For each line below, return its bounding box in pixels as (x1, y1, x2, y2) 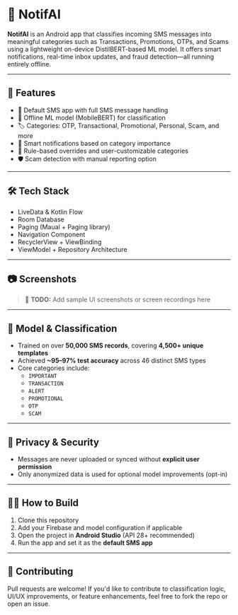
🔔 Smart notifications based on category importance (17, 139, 171, 147)
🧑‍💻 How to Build (7, 497, 79, 509)
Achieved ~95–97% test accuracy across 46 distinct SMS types (17, 357, 207, 365)
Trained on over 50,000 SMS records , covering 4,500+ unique (17, 341, 204, 350)
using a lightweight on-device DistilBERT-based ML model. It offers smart (7, 45, 222, 53)
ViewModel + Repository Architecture (17, 245, 127, 253)
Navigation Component (17, 230, 86, 238)
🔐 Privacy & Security (7, 436, 99, 448)
